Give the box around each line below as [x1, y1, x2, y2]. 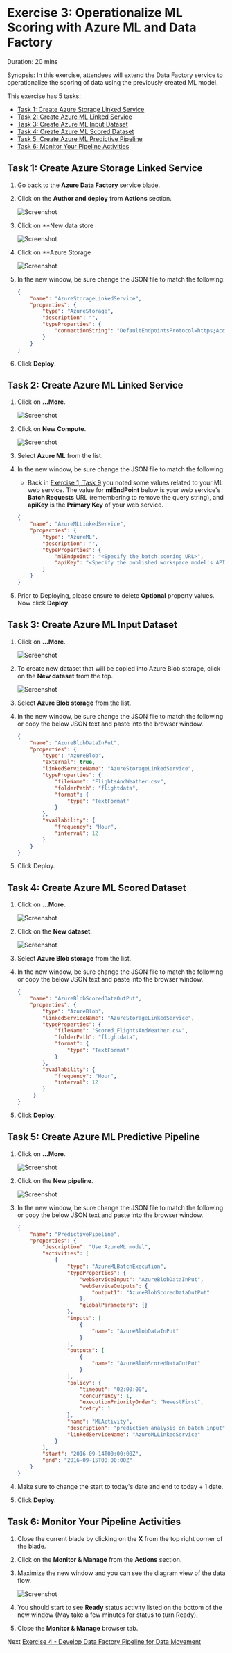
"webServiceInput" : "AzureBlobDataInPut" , [79, 1276, 204, 1283]
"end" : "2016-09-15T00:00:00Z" [42, 1457, 133, 1464]
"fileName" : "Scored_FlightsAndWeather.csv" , [54, 1027, 188, 1034]
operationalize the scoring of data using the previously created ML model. [7, 78, 218, 86]
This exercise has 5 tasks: [7, 92, 82, 100]
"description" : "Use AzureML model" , [42, 1244, 151, 1251]
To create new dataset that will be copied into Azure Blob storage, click [17, 664, 221, 672]
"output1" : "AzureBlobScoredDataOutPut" [91, 1289, 210, 1296]
